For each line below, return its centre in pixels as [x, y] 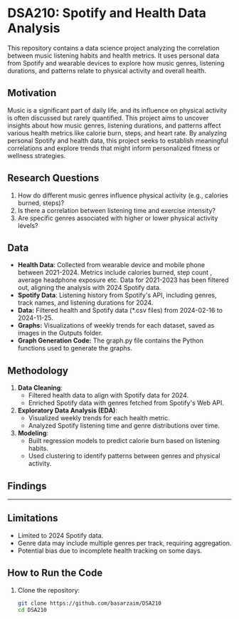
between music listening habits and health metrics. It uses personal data [113, 56]
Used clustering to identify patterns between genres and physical [124, 456]
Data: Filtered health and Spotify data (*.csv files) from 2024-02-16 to [120, 311]
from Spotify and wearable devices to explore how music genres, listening [116, 63]
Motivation [32, 93]
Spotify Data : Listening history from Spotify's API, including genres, [117, 295]
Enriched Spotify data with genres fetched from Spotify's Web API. [126, 403]
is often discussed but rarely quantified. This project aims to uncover [108, 118]
